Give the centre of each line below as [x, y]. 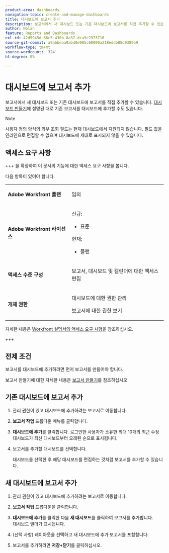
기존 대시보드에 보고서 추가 [44, 397]
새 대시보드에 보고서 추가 [41, 483]
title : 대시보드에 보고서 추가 [33, 19]
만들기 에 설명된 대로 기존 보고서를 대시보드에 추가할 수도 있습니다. [79, 109]
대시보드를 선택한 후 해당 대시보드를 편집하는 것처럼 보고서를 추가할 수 [81, 459]
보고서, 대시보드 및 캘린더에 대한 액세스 [115, 271]
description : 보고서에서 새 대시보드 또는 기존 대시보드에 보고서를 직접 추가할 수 [80, 24]
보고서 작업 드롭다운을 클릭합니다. [46, 507]
